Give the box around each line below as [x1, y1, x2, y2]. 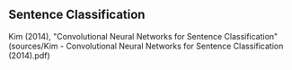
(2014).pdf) [8, 49, 50, 61]
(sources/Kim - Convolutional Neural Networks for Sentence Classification [8, 40, 284, 51]
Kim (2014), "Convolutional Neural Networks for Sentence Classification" [8, 31, 279, 41]
